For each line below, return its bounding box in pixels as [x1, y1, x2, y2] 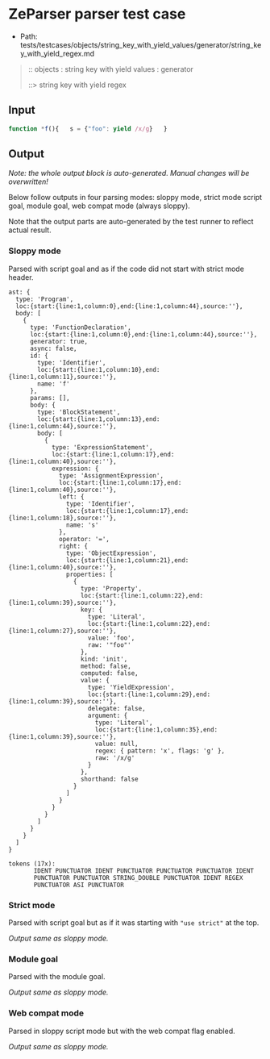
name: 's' [65, 521, 99, 529]
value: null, [94, 740, 139, 748]
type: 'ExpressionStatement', [51, 443, 153, 452]
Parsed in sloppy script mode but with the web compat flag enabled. [8, 1026, 235, 1036]
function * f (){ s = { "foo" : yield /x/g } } [8, 124, 168, 133]
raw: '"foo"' [87, 640, 131, 649]
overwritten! [8, 177, 48, 186]
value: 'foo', [87, 634, 135, 642]
